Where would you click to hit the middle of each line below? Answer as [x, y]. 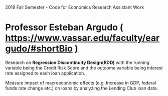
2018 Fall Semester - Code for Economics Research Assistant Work [75, 7]
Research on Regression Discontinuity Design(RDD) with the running [77, 62]
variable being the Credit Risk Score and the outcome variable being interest [84, 67]
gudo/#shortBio [39, 49]
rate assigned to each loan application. [45, 73]
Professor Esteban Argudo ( [64, 27]
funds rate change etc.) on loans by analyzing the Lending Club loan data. [81, 88]
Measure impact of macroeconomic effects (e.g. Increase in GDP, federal [81, 82]
